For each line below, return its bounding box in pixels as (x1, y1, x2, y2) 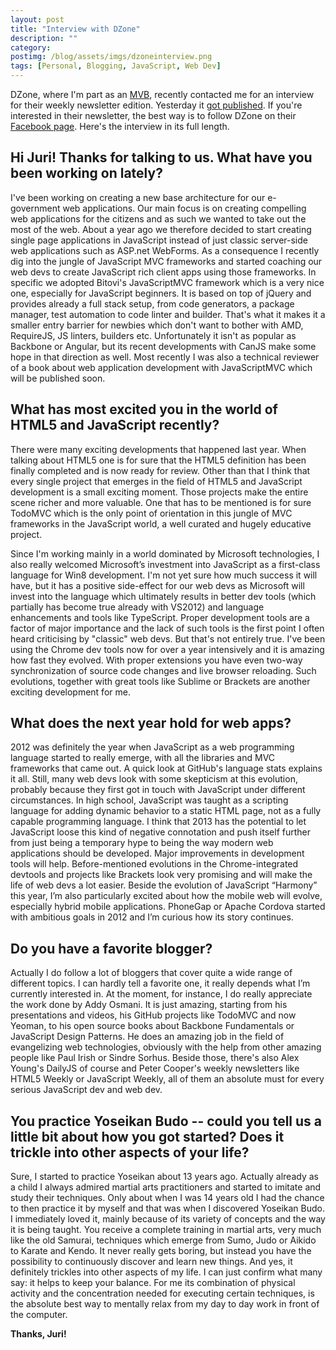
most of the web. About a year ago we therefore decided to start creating (10, 223, 312, 235)
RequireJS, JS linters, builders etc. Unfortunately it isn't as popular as (10, 329, 297, 341)
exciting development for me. (10, 686, 131, 698)
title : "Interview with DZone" (10, 24, 141, 34)
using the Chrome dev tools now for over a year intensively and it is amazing (10, 643, 325, 655)
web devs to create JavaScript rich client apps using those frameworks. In (10, 266, 317, 278)
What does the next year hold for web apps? (10, 715, 292, 732)
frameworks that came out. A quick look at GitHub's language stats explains (10, 762, 323, 775)
